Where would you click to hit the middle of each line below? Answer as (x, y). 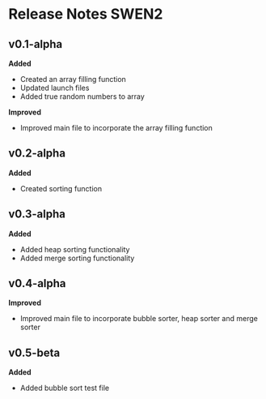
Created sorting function (61, 188)
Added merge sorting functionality (77, 258)
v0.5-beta (34, 352)
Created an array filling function (73, 79)
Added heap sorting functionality (75, 249)
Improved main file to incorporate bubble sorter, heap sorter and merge (139, 319)
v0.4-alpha (37, 283)
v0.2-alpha (37, 154)
